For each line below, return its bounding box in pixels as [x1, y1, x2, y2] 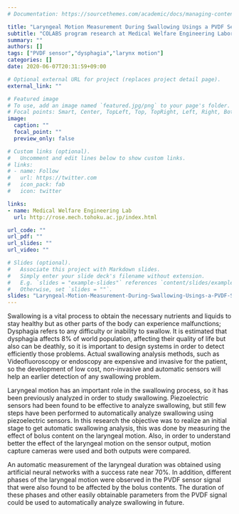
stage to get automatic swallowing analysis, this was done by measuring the [7, 424, 230, 433]
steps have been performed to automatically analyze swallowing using [7, 409, 214, 417]
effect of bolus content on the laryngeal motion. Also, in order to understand [7, 431, 231, 440]
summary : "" [7, 36, 43, 43]
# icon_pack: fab [7, 181, 65, 189]
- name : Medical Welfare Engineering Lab [7, 207, 132, 214]
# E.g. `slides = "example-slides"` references [7, 279, 158, 286]
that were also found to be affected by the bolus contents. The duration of [7, 483, 224, 492]
